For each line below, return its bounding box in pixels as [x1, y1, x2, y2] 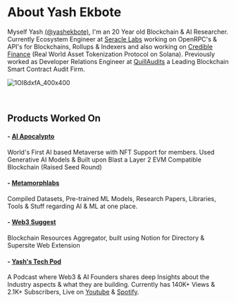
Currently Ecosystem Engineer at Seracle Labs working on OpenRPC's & [7, 34, 217, 43]
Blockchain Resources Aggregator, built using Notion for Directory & [7, 233, 205, 242]
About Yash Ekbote [7, 4, 122, 20]
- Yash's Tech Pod [7, 257, 62, 266]
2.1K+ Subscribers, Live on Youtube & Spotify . [7, 288, 139, 296]
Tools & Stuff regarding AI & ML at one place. [7, 202, 138, 210]
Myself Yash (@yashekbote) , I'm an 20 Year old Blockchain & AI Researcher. [7, 27, 229, 36]
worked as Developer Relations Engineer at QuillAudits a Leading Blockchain [7, 57, 229, 65]
